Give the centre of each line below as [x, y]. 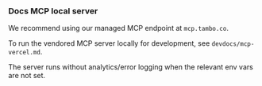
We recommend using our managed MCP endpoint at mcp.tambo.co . [118, 28]
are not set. [27, 76]
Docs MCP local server [53, 11]
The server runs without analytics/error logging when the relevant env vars [131, 67]
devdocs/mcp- [233, 44]
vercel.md [25, 53]
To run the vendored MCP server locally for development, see [109, 43]
